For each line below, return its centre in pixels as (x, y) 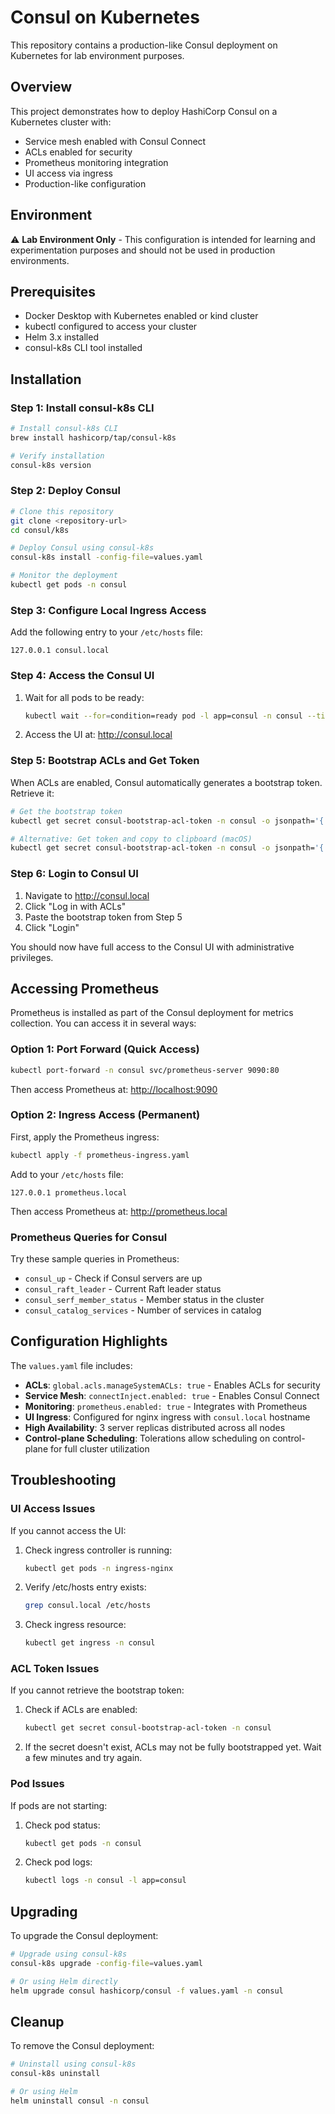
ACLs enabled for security (78, 152)
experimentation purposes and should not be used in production (143, 250)
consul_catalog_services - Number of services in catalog (143, 1310)
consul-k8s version (51, 465)
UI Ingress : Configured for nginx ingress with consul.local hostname (167, 1417)
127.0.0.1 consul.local (60, 651)
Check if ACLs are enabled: (81, 1710)
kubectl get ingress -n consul (90, 1643)
